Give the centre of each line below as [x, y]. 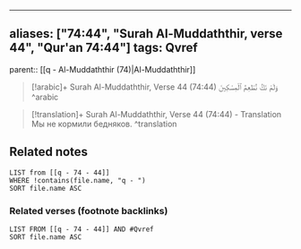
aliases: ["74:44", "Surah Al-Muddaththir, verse [146, 34]
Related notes [48, 152]
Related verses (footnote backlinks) [89, 210]
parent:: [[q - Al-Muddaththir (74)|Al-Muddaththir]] [103, 69]
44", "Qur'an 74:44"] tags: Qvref [104, 48]
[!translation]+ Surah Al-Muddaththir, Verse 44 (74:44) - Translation [156, 114]
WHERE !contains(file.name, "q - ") [77, 180]
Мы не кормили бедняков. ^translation [104, 124]
